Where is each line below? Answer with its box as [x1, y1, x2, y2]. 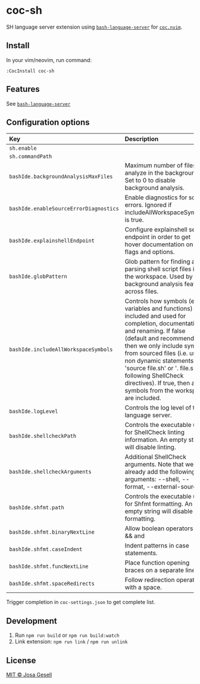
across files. [124, 287, 159, 296]
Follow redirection [124, 576, 175, 584]
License [6, 655, 36, 666]
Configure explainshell [124, 225, 187, 234]
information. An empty [124, 436, 187, 444]
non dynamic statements [124, 357, 194, 365]
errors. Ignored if [124, 201, 172, 209]
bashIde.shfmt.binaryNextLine [9, 529, 95, 536]
